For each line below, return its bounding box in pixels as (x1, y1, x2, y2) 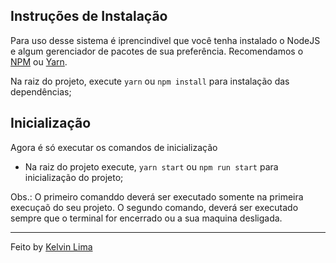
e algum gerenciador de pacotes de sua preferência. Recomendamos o (10, 45, 304, 57)
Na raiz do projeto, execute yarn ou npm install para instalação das (10, 75, 290, 87)
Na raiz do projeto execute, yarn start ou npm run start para (24, 160, 279, 173)
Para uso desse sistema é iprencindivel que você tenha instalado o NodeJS (10, 34, 321, 46)
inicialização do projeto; (24, 171, 124, 183)
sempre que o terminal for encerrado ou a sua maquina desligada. (10, 212, 283, 224)
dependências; (10, 85, 72, 98)
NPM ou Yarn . (10, 55, 68, 68)
